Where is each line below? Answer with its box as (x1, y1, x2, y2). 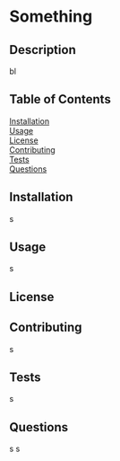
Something (9, 6, 93, 27)
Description (9, 42, 76, 58)
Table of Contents (9, 92, 112, 107)
